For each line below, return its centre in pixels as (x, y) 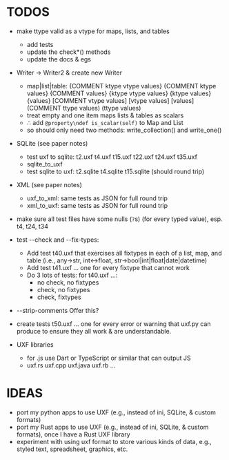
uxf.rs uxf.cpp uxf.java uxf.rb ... (71, 365)
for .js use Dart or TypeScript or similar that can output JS (109, 358)
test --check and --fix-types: (58, 240)
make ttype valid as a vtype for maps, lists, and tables (93, 31)
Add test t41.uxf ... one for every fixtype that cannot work (108, 267)
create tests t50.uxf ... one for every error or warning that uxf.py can (113, 324)
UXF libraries (35, 344)
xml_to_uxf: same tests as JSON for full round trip (97, 205)
